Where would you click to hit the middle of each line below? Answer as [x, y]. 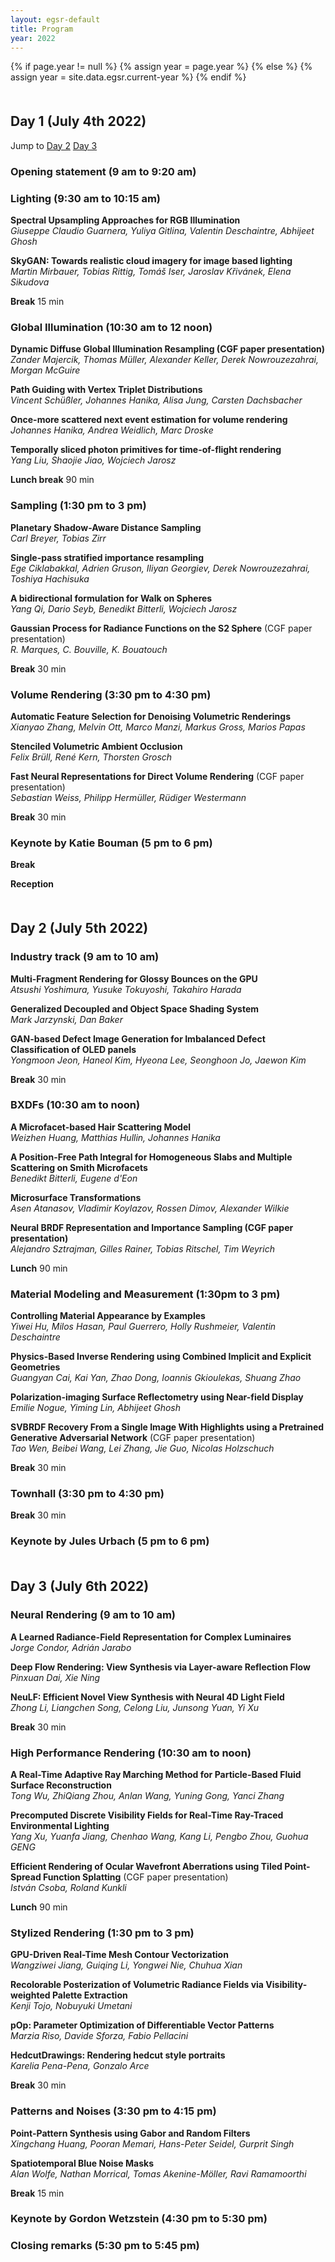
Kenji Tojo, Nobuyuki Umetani [71, 2006]
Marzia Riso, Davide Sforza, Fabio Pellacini [99, 2036]
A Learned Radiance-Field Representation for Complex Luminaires [151, 1637]
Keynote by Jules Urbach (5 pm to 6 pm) [110, 1541]
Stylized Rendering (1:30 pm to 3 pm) [102, 1933]
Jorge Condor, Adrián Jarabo [71, 1647]
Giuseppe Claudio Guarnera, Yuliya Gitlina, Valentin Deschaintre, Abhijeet [162, 231]
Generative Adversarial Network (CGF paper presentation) [133, 1438]
